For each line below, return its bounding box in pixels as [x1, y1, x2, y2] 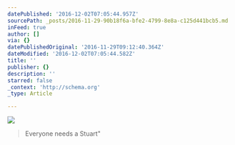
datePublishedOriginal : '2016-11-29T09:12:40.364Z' [7, 44, 164, 51]
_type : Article [7, 90, 53, 97]
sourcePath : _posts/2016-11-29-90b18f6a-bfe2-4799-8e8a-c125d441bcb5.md [7, 17, 229, 24]
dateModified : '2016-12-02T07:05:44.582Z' [7, 51, 136, 58]
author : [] [7, 30, 40, 38]
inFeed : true [7, 24, 46, 31]
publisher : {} [7, 64, 50, 71]
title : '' [7, 57, 37, 64]
